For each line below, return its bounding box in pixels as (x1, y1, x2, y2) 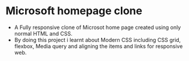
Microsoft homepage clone (5, 4, 143, 18)
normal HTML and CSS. (14, 30, 73, 37)
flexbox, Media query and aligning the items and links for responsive (14, 43, 183, 50)
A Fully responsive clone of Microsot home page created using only (14, 24, 181, 31)
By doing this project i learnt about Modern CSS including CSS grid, (14, 36, 181, 43)
